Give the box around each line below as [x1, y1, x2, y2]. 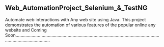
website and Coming [5, 27, 47, 33]
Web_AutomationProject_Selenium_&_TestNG [5, 4, 148, 12]
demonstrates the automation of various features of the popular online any [5, 22, 156, 28]
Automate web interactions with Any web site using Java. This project [5, 16, 146, 22]
